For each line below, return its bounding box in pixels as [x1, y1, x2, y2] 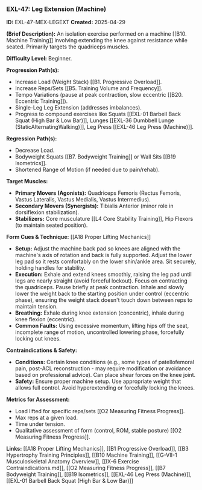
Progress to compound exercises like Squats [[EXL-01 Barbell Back [14, 111, 181, 118]
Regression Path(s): [6, 135, 57, 142]
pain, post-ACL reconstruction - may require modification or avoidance [14, 365, 191, 372]
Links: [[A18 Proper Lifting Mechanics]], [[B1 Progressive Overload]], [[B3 [6, 445, 189, 452]
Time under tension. [14, 420, 65, 428]
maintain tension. [14, 303, 58, 310]
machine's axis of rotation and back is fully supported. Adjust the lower [14, 252, 192, 259]
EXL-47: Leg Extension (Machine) [6, 5, 107, 13]
